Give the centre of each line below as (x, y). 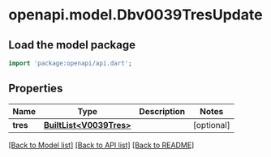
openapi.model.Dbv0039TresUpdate (135, 15)
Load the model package (72, 45)
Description (162, 111)
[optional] (212, 125)
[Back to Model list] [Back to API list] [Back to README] (101, 145)
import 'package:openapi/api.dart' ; (70, 63)
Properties (36, 89)
